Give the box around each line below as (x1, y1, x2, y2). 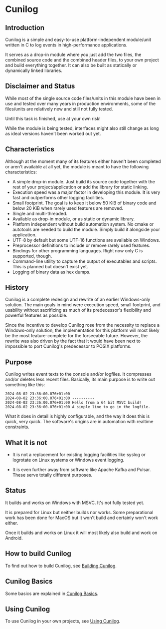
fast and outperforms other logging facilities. (12, 194, 105, 200)
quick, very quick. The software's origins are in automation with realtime (5, 419, 154, 425)
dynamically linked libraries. (5, 67, 62, 73)
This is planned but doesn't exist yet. (12, 263, 88, 269)
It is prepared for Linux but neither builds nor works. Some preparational (5, 509, 154, 515)
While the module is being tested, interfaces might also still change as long (5, 125, 159, 131)
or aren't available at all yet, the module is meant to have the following (5, 163, 149, 169)
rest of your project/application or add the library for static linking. (12, 184, 148, 190)
